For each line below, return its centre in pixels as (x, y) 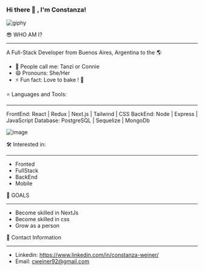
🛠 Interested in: (26, 145)
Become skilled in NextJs (47, 213)
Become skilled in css (42, 219)
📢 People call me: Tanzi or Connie (57, 67)
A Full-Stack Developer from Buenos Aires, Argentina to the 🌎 (84, 53)
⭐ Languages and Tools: (36, 94)
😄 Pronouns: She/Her (42, 73)
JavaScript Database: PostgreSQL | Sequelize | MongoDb (78, 120)
